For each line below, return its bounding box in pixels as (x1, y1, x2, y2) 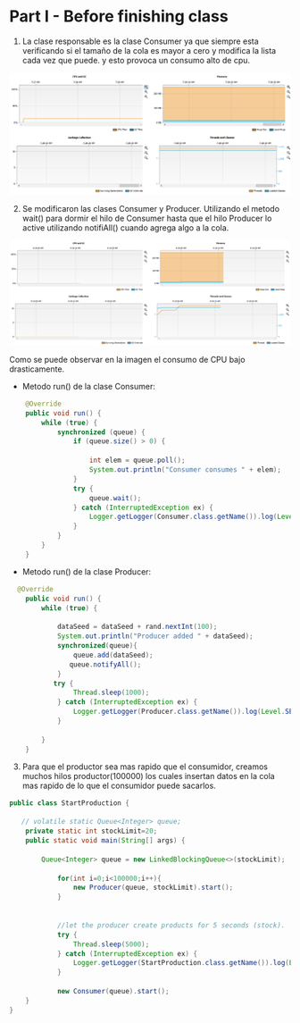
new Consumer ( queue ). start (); (56, 987, 170, 996)
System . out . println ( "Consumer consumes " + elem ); (88, 465, 281, 474)
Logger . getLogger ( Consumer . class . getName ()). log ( (88, 512, 278, 522)
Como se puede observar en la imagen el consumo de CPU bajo (9, 354, 246, 365)
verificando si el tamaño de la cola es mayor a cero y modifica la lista (21, 45, 277, 55)
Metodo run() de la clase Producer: (21, 566, 152, 577)
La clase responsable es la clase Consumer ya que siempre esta (21, 36, 259, 46)
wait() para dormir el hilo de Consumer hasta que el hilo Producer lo (21, 213, 272, 223)
